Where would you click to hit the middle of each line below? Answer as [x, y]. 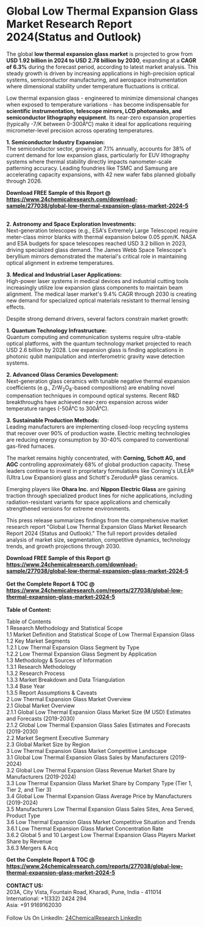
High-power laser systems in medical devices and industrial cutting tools [97, 281]
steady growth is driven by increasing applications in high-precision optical [100, 73]
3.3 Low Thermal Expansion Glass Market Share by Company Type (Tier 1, [100, 783]
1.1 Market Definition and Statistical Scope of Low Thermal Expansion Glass [100, 634]
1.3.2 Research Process [36, 673]
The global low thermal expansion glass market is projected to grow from [100, 54]
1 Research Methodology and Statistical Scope [65, 628]
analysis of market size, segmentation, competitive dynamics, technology [98, 539]
